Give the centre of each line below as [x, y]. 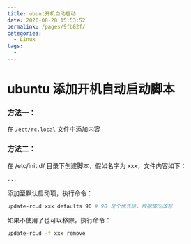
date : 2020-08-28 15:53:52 [46, 20]
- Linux [25, 40]
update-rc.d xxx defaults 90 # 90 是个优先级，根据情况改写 [90, 206]
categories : [24, 33]
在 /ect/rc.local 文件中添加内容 [54, 129]
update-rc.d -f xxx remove [46, 234]
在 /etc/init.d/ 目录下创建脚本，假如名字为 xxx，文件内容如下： [97, 165]
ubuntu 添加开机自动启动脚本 [91, 90]
